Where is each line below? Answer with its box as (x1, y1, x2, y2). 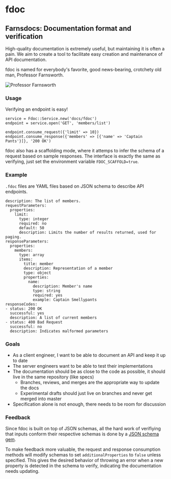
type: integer (18, 216, 50, 222)
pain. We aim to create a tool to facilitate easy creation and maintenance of (5, 51, 163, 57)
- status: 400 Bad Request (5, 320, 63, 325)
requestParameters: (5, 203, 47, 208)
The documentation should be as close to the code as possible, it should (12, 368, 166, 374)
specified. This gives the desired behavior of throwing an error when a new (5, 457, 163, 464)
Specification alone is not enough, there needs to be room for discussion (12, 401, 166, 407)
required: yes (32, 292, 63, 298)
